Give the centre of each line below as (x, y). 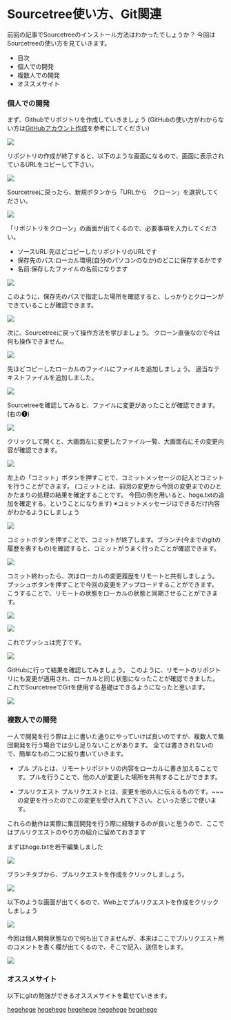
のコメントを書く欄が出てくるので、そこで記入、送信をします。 (97, 947)
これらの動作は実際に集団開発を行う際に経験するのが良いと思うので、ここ (113, 823)
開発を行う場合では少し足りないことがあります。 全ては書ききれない (110, 745)
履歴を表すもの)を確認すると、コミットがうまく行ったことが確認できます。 (114, 549)
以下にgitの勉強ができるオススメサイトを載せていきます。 (89, 995)
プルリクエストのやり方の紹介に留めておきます (79, 832)
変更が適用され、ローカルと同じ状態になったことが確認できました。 (122, 679)
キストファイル (28, 377)
